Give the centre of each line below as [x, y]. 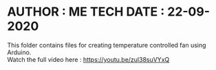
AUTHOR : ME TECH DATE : [86, 12]
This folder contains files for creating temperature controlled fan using [107, 45]
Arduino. [19, 52]
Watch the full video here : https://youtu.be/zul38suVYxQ [88, 59]
